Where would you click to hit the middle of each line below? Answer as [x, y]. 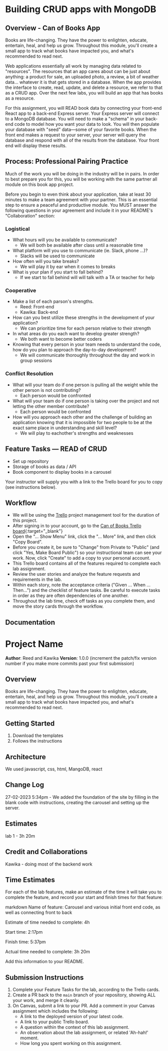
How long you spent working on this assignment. [71, 1043]
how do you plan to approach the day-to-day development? [74, 350]
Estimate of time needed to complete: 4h [47, 922]
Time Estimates [30, 880]
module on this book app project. [40, 184]
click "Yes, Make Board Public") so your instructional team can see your [87, 553]
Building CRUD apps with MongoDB [81, 9]
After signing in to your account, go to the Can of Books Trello [77, 526]
